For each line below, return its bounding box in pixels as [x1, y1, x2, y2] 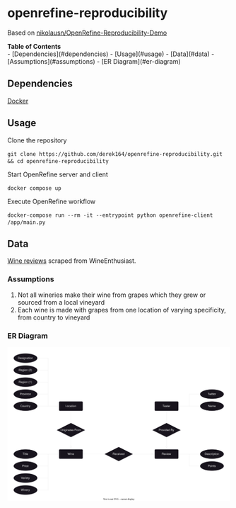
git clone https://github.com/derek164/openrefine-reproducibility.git [7, 150, 223, 157]
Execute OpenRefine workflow [7, 197, 96, 205]
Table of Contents [7, 42, 61, 50]
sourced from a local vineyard [17, 298, 105, 306]
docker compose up [7, 184, 61, 192]
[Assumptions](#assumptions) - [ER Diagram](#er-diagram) [7, 57, 182, 65]
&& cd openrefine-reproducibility [7, 157, 110, 164]
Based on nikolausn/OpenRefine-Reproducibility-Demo [7, 28, 167, 37]
